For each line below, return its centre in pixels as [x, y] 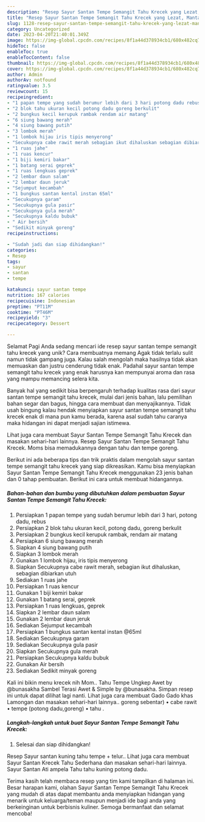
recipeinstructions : [33, 233]
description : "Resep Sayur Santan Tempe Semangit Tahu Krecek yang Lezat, [104, 12]
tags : [14, 261]
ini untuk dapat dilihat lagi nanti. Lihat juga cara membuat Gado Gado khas [100, 695]
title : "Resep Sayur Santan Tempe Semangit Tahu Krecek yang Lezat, [96, 18]
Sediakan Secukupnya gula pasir [57, 644]
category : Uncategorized [38, 29]
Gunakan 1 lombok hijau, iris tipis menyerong [72, 560]
